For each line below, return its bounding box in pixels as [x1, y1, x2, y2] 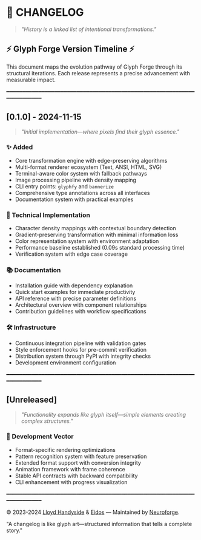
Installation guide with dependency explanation [15, 282, 133, 289]
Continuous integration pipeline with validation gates [15, 340, 147, 347]
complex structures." [21, 417, 74, 425]
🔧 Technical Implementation [6, 211, 91, 219]
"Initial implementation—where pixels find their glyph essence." [21, 128, 180, 135]
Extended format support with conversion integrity [15, 459, 141, 467]
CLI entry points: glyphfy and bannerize [15, 182, 114, 190]
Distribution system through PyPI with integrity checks [15, 352, 151, 360]
